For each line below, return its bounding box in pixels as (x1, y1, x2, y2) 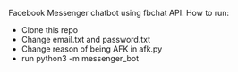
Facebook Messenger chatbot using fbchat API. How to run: (8, 8, 230, 18)
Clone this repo (21, 25, 78, 35)
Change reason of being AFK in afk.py (21, 44, 163, 54)
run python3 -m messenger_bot (21, 53, 140, 63)
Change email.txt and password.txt (21, 35, 151, 44)
